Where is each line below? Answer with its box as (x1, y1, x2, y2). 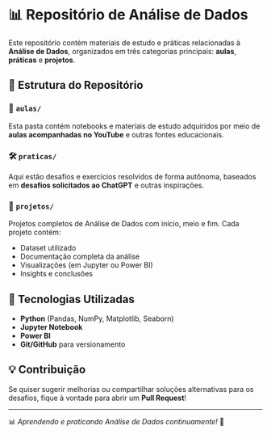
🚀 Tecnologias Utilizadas (8, 292, 135, 306)
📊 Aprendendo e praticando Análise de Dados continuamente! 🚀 (8, 416, 224, 426)
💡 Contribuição (8, 363, 86, 377)
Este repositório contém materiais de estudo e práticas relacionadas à (8, 37, 240, 48)
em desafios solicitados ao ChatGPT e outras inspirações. (8, 180, 204, 190)
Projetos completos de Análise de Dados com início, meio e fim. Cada (8, 219, 240, 229)
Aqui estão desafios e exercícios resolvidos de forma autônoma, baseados (8, 171, 256, 181)
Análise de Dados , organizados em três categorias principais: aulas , (8, 46, 236, 56)
